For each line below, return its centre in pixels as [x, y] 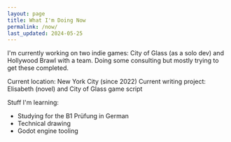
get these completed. [38, 68]
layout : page [26, 14]
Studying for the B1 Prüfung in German [73, 116]
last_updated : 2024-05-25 [45, 33]
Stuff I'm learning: [33, 103]
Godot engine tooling [48, 131]
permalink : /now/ [33, 27]
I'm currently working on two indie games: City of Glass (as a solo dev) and [115, 53]
